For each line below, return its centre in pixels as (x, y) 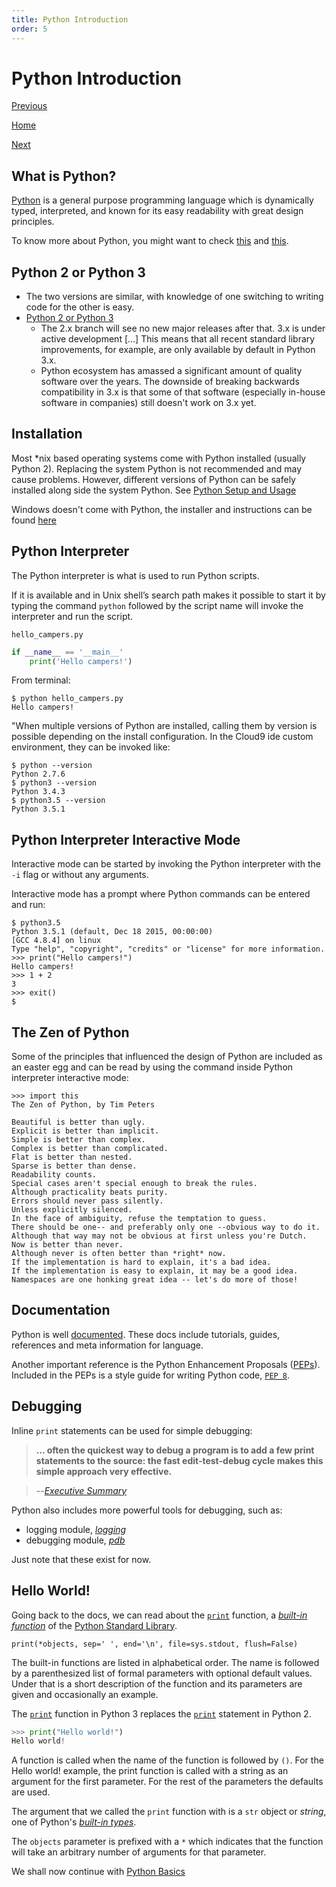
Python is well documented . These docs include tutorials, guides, (146, 1334)
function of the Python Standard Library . (94, 1625)
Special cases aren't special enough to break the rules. (134, 1184)
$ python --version (52, 766)
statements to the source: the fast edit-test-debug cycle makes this (179, 1460)
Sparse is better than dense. (74, 1166)
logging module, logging (76, 1529)
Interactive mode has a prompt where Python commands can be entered (161, 894)
